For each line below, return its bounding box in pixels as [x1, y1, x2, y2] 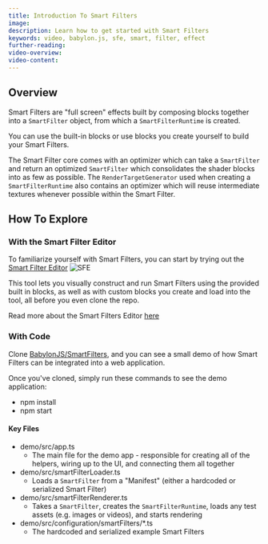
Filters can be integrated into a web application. [8, 358, 166, 367]
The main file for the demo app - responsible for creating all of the [31, 450, 250, 460]
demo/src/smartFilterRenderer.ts [19, 493, 128, 502]
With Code [8, 331, 50, 342]
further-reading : [8, 42, 66, 50]
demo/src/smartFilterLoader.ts [19, 467, 121, 477]
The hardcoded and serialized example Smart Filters [31, 526, 205, 536]
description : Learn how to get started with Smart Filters [8, 26, 210, 34]
